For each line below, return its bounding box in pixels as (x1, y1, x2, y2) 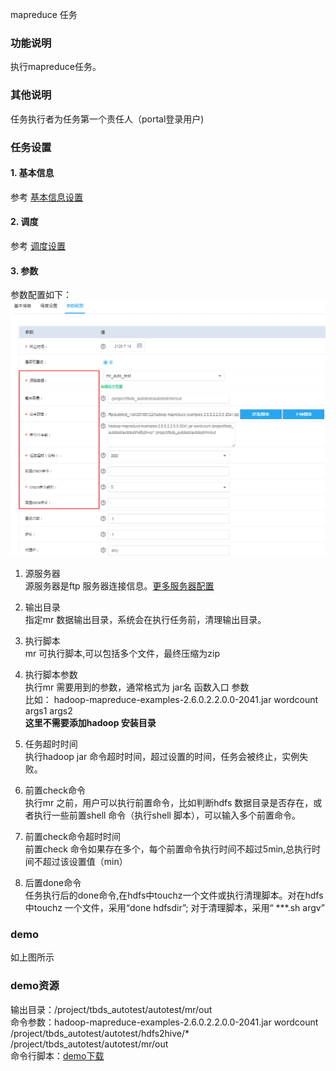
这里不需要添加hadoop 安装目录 (24, 717, 157, 729)
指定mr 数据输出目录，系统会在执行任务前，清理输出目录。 (24, 614, 267, 626)
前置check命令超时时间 (24, 831, 121, 843)
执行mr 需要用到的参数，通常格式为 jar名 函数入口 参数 (24, 681, 250, 693)
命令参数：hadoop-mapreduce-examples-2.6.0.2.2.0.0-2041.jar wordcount (10, 1016, 319, 1028)
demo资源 (10, 979, 60, 993)
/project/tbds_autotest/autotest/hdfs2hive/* (10, 1027, 190, 1039)
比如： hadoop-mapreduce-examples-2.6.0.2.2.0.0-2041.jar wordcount (24, 694, 319, 706)
